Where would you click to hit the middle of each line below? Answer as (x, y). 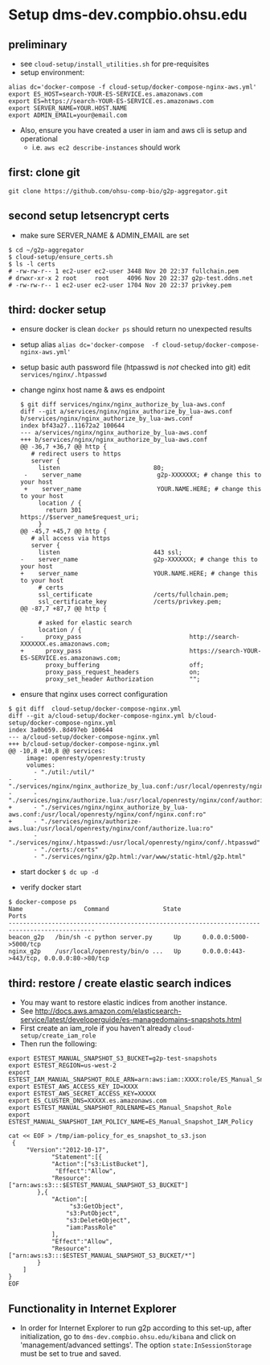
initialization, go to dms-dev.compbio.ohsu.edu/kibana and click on (128, 1337)
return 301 (63, 510)
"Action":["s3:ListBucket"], (100, 1165)
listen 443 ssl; (110, 553)
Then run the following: (59, 1044)
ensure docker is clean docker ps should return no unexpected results (136, 329)
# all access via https (71, 538)
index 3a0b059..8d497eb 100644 (61, 730)
